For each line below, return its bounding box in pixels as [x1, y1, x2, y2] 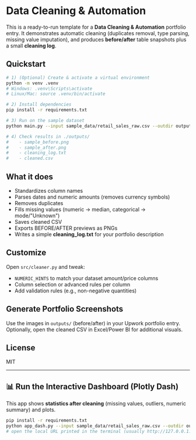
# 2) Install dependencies [6, 101, 72, 108]
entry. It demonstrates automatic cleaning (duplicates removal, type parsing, [6, 29, 190, 36]
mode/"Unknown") [14, 212, 60, 219]
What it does [6, 172, 54, 182]
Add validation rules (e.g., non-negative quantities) [14, 287, 137, 294]
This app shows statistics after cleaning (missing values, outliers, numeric [6, 400, 187, 407]
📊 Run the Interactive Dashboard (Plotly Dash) [6, 381, 179, 391]
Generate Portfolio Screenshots [6, 304, 124, 314]
